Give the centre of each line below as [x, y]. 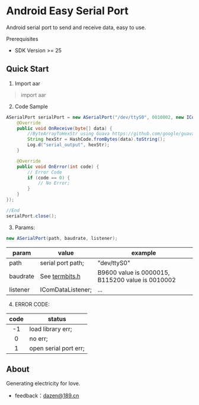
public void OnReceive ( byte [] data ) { [65, 128]
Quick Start [28, 69]
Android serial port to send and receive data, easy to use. [76, 27]
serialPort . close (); [32, 216]
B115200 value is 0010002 [137, 280]
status [57, 319]
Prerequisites [22, 39]
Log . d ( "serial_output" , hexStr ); [69, 145]
